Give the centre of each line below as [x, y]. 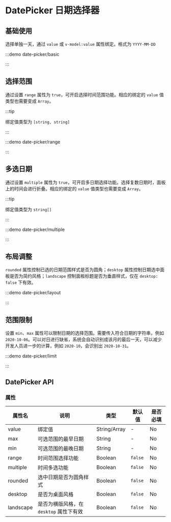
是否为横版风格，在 [61, 504]
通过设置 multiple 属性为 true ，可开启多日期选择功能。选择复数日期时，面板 [85, 182]
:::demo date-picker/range [33, 142]
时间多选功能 [53, 467]
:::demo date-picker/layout [33, 293]
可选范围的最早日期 [61, 439]
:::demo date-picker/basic [32, 54]
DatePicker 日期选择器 [52, 10]
